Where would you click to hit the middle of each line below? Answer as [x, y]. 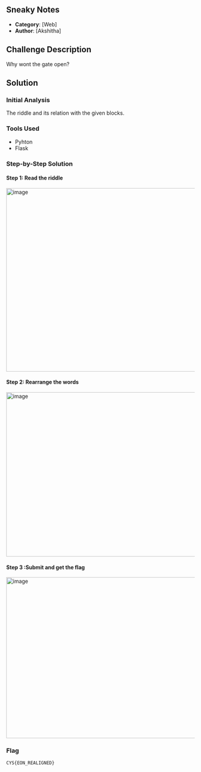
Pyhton [24, 142]
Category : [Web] [36, 24]
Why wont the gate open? [38, 64]
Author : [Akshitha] [38, 31]
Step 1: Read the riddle [35, 178]
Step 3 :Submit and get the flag [45, 567]
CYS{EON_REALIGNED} [31, 763]
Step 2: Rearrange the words [42, 382]
